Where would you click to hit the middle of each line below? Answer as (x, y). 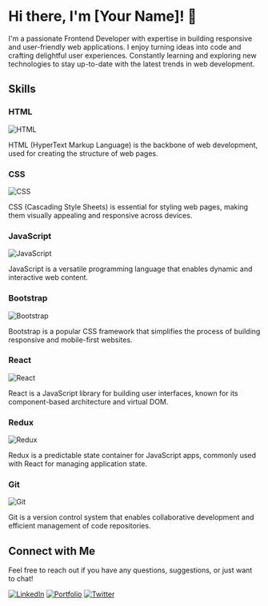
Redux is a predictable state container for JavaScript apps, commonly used (132, 456)
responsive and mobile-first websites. (71, 340)
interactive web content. (48, 277)
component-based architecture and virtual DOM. (88, 401)
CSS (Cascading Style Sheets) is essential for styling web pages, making (128, 206)
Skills (22, 89)
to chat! (21, 579)
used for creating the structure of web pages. (83, 153)
